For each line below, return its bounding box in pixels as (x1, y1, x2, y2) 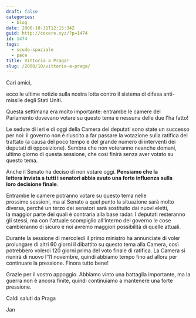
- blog (11, 19, 28, 25)
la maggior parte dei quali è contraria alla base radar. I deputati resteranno (6, 211, 186, 218)
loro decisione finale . (6, 181, 59, 188)
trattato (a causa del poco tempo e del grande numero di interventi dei (6, 138, 176, 146)
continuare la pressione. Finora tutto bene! (6, 259, 109, 267)
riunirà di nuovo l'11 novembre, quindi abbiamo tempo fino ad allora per (6, 253, 178, 261)
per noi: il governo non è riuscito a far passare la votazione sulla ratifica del (6, 132, 188, 139)
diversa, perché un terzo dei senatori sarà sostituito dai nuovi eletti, (6, 205, 169, 212)
